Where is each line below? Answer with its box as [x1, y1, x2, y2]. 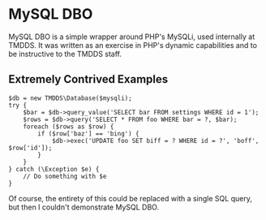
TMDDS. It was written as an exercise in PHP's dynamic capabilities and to [8, 40, 258, 50]
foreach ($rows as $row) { [23, 123, 114, 131]
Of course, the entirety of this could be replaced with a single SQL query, [8, 193, 253, 203]
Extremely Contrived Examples [8, 72, 169, 86]
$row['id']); [8, 144, 53, 152]
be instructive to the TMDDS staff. [8, 49, 122, 58]
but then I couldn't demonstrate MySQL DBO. [8, 202, 160, 212]
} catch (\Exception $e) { [8, 165, 100, 173]
